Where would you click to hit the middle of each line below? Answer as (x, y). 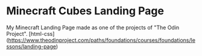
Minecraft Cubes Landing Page (85, 11)
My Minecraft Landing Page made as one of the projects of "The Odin (93, 27)
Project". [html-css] (30, 33)
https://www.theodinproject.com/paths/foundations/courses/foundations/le (102, 40)
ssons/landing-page (31, 46)
